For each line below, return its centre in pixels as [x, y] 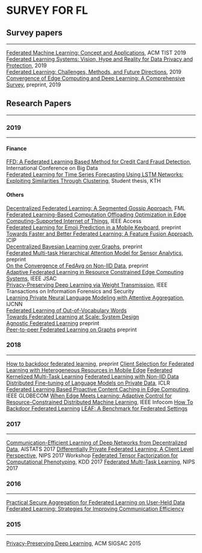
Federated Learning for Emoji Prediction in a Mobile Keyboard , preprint [94, 227]
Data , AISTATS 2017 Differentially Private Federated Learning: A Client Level [100, 449]
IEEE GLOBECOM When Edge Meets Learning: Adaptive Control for [89, 396]
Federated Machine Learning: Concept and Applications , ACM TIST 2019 [96, 53]
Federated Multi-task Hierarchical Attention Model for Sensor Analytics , [95, 252]
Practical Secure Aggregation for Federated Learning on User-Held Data [96, 503]
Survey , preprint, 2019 [34, 84]
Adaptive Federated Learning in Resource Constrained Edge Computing [95, 272]
